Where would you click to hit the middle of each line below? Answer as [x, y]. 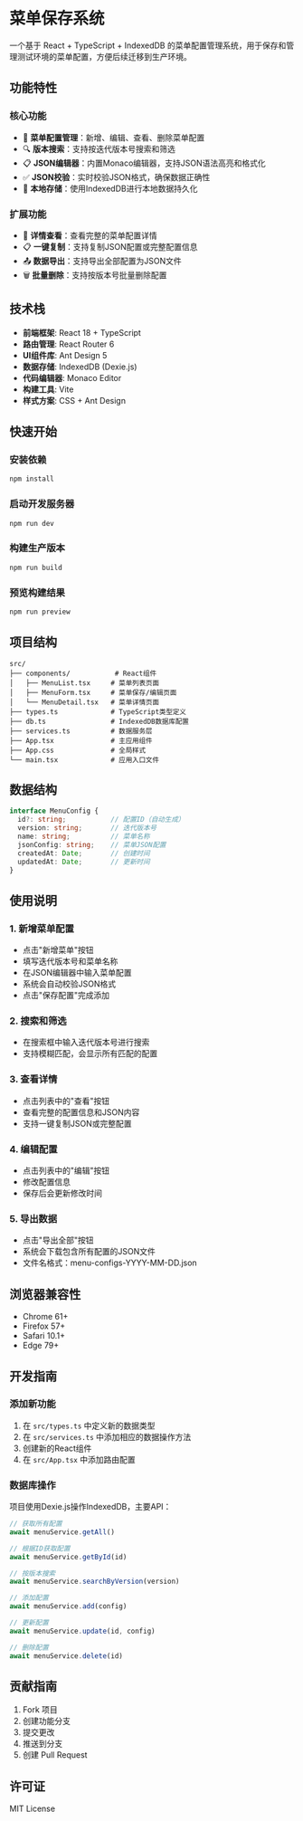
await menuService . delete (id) [66, 1656]
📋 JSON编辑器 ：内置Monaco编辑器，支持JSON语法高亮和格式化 [144, 163]
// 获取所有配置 [36, 1524]
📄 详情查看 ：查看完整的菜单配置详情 [90, 235]
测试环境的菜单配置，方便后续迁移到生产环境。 [104, 56]
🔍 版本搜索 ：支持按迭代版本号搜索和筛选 [99, 148]
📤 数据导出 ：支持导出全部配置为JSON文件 [102, 261]
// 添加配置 [29, 1598]
